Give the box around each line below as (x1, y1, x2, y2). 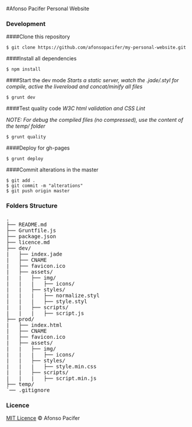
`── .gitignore (6, 387, 50, 393)
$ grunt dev (6, 95, 35, 101)
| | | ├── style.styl (6, 298, 87, 305)
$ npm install (6, 66, 41, 73)
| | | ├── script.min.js (6, 375, 97, 381)
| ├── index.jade (6, 251, 63, 257)
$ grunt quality (6, 134, 46, 140)
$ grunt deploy (6, 156, 44, 162)
